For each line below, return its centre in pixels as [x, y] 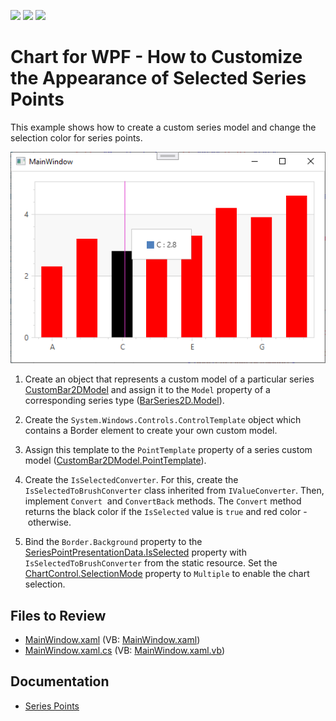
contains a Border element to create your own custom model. [151, 431]
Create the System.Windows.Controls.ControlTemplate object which [163, 420]
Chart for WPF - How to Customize [156, 57]
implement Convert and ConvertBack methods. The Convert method [163, 501]
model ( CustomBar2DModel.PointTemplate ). [115, 461]
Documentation [60, 681]
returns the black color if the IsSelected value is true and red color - [166, 512]
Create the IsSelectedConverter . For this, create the [131, 480]
